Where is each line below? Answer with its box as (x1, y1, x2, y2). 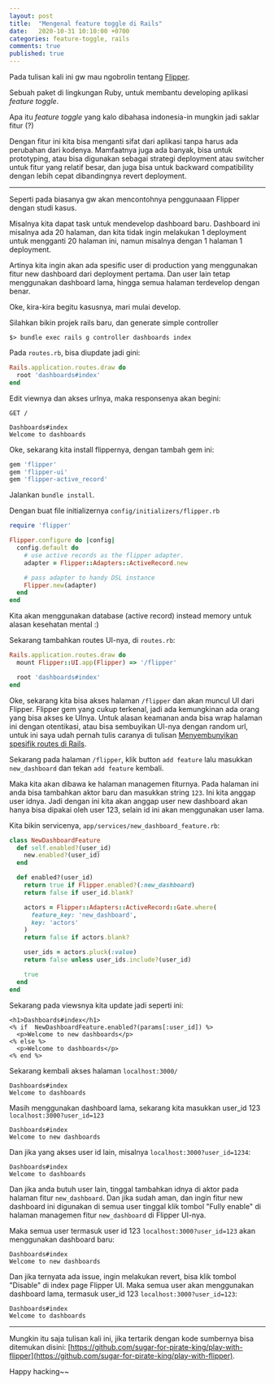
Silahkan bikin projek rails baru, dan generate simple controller (9, 318, 219, 328)
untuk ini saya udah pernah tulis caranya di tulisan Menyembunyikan (9, 730, 238, 740)
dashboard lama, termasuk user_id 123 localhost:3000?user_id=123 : (9, 1289, 238, 1299)
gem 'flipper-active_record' (9, 475, 108, 484)
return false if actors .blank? (24, 934, 130, 942)
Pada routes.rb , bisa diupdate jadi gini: (9, 348, 141, 358)
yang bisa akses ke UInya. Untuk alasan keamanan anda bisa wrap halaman (9, 713, 263, 722)
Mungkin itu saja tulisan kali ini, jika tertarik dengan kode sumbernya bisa (9, 1334, 254, 1343)
